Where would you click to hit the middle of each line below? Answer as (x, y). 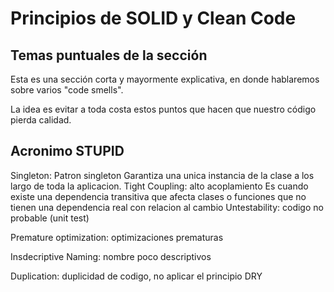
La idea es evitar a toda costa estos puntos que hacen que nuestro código (163, 109)
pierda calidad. (41, 120)
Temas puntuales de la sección (109, 55)
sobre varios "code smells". (67, 90)
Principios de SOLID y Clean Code (153, 18)
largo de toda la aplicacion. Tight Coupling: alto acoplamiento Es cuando (159, 186)
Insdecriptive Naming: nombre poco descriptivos (111, 256)
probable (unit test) (50, 218)
